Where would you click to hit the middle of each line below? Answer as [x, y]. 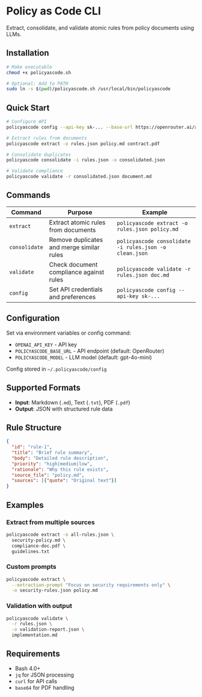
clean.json [133, 253]
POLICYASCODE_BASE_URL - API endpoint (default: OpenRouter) [90, 351]
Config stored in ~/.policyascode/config [57, 369]
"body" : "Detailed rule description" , [60, 458]
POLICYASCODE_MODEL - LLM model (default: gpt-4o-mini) [83, 357]
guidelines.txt [31, 551]
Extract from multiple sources [50, 522]
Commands [29, 195]
